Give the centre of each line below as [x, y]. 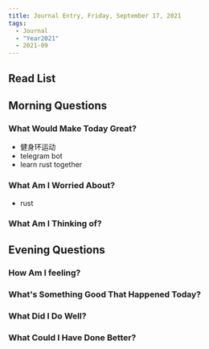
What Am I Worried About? [61, 186]
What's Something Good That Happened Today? [104, 294]
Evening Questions [57, 250]
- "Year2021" [37, 38]
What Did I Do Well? [47, 316]
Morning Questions [57, 105]
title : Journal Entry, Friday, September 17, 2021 [95, 16]
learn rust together [51, 165]
